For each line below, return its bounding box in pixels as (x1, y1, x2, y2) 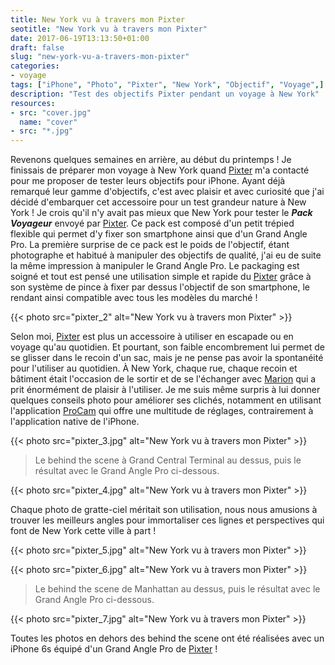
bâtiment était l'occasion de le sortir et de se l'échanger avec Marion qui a (10, 373, 317, 385)
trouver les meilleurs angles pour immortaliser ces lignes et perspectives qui (10, 514, 325, 526)
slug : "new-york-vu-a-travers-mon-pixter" (10, 52, 190, 62)
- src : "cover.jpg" (10, 107, 92, 118)
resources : (10, 98, 56, 108)
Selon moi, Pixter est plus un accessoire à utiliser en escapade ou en (10, 331, 294, 343)
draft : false (10, 42, 65, 53)
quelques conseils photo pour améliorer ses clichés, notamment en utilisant (10, 394, 322, 406)
